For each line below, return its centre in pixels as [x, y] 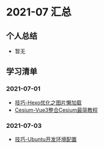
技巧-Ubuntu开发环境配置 [45, 139]
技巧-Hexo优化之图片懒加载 [48, 102]
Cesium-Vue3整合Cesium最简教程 [56, 110]
